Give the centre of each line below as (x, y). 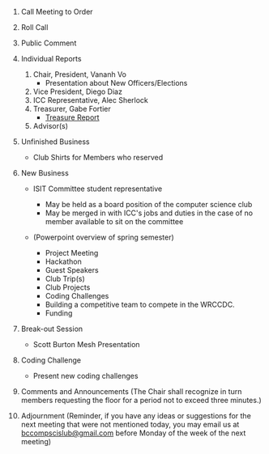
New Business (45, 173)
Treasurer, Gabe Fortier (72, 109)
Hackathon (63, 261)
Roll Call (34, 27)
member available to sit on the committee (114, 221)
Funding (59, 313)
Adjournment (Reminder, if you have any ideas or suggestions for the (136, 416)
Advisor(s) (50, 126)
